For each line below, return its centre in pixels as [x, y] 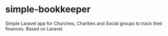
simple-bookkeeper [48, 9]
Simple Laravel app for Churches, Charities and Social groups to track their [84, 23]
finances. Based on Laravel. [34, 28]
